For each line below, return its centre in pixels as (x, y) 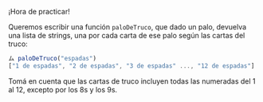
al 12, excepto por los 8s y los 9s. (63, 89)
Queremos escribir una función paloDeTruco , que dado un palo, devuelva (128, 27)
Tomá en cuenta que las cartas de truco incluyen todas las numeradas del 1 (132, 81)
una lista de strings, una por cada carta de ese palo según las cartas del (127, 35)
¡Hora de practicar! (39, 12)
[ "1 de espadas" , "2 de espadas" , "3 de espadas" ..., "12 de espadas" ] (131, 66)
